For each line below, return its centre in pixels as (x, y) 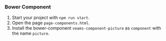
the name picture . (31, 34)
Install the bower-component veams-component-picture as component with (86, 28)
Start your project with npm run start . (51, 18)
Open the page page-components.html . (51, 23)
